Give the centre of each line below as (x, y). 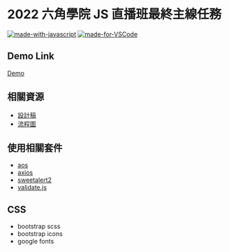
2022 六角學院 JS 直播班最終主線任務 (114, 14)
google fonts (36, 241)
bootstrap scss (39, 226)
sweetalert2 (35, 180)
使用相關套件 (35, 148)
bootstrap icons (40, 234)
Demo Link (31, 56)
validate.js (32, 188)
